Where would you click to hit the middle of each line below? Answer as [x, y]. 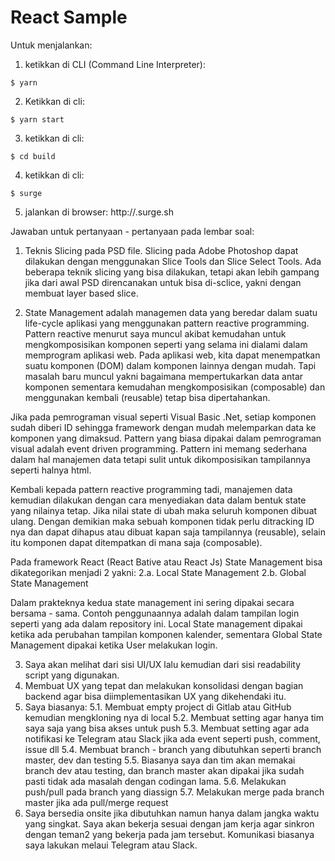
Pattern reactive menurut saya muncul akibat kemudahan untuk [155, 333]
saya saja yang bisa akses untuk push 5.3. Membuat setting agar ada [167, 728]
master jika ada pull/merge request [96, 802]
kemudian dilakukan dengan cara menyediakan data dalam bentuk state [158, 500]
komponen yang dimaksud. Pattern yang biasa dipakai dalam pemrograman [166, 438]
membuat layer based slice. [81, 293]
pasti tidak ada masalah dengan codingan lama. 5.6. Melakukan [155, 781]
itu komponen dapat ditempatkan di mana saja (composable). [136, 542]
